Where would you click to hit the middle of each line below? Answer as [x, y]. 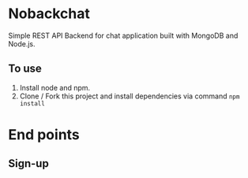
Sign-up [28, 163]
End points [44, 134]
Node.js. [22, 43]
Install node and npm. [55, 87]
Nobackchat [49, 14]
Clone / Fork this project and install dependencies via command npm [130, 96]
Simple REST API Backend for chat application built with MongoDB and [123, 35]
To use [25, 69]
